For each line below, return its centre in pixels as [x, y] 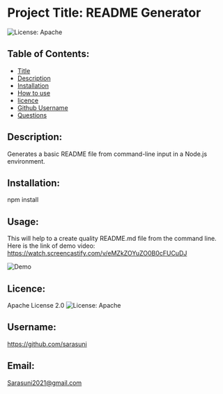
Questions [32, 115]
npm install [23, 200]
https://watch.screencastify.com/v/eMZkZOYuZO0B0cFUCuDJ [97, 253]
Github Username [43, 108]
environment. [26, 161]
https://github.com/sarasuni [47, 344]
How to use [34, 93]
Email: [21, 366]
